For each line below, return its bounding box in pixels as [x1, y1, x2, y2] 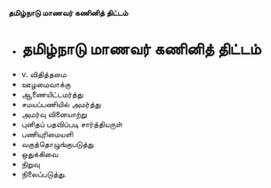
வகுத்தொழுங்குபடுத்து [20, 138, 94, 149]
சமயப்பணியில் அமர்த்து [20, 98, 101, 109]
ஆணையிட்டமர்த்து [20, 89, 84, 99]
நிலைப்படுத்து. [20, 168, 68, 179]
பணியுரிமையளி [20, 129, 74, 139]
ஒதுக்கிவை [20, 148, 59, 159]
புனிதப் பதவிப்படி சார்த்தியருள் [20, 119, 124, 129]
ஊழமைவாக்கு [20, 79, 71, 90]
